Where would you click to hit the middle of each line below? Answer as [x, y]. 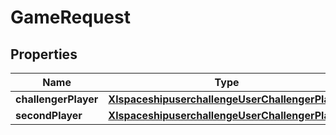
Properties [44, 54]
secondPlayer [49, 115]
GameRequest [70, 17]
